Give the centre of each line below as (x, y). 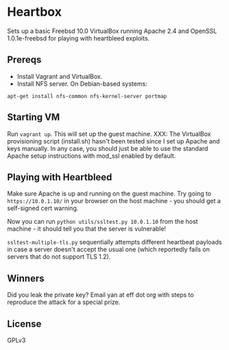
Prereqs (24, 60)
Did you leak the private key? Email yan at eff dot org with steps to (100, 295)
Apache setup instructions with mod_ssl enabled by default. (92, 156)
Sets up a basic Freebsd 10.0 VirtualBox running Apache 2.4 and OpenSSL (112, 31)
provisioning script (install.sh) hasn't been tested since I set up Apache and (113, 141)
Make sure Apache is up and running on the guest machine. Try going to (109, 194)
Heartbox (34, 12)
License (24, 324)
